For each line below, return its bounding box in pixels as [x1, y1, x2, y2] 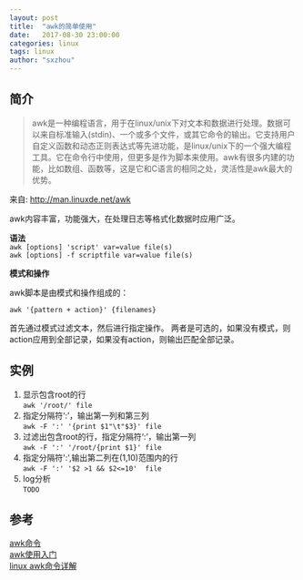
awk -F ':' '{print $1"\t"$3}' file [22, 422, 162, 431]
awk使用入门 [9, 549, 57, 560]
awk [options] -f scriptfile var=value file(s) [9, 250, 194, 259]
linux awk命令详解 [9, 561, 77, 572]
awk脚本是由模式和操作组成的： [9, 287, 129, 298]
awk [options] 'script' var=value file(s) [9, 242, 173, 251]
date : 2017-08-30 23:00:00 [9, 30, 120, 39]
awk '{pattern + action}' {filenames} [9, 305, 157, 314]
